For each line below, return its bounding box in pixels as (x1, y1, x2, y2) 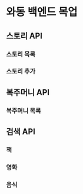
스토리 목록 (6, 50, 36, 58)
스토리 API (6, 31, 43, 41)
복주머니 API (6, 87, 50, 98)
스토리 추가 (6, 67, 36, 76)
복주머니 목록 (6, 106, 41, 115)
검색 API (6, 127, 35, 137)
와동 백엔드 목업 (6, 5, 78, 19)
